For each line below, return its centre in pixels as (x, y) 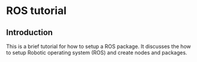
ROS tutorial (36, 11)
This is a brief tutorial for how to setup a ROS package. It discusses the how (98, 46)
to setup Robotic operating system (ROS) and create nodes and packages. (97, 53)
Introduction (30, 32)
